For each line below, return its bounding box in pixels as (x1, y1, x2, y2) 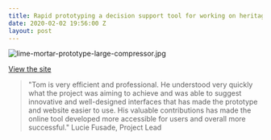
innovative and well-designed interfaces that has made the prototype (27, 97, 258, 107)
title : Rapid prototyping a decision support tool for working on (8, 11, 236, 20)
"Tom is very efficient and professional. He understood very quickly (27, 80, 253, 89)
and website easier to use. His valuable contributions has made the (27, 105, 252, 115)
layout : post (8, 27, 52, 35)
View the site (8, 64, 52, 74)
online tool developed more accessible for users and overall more (27, 114, 246, 124)
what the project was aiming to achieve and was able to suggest (27, 89, 242, 98)
